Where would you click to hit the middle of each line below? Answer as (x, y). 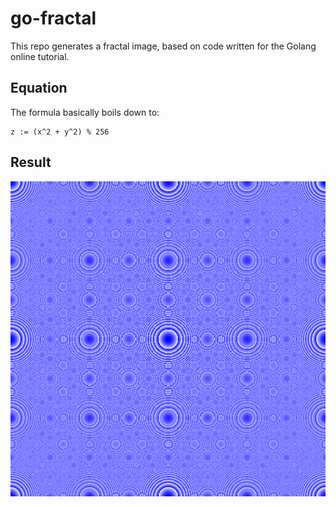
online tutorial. (40, 56)
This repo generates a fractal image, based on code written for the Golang (163, 46)
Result (31, 162)
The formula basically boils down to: (85, 112)
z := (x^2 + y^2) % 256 (60, 132)
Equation (39, 88)
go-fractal (53, 18)
